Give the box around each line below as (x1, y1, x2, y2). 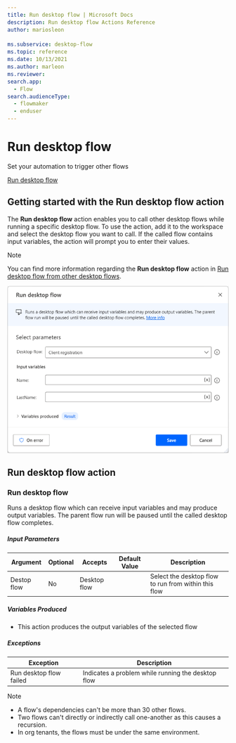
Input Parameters (7, 534, 60, 543)
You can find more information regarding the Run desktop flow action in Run (7, 264, 229, 273)
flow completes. (7, 519, 54, 527)
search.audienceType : (7, 93, 71, 100)
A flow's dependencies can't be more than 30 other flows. (17, 705, 186, 713)
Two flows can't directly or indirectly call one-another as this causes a (17, 713, 221, 721)
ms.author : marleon (7, 63, 65, 70)
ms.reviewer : (7, 70, 46, 77)
